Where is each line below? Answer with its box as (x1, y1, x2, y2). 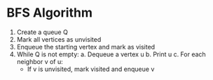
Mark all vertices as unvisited (16, 35, 102, 43)
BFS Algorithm (6, 5, 92, 21)
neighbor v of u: (16, 57, 64, 65)
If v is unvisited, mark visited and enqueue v (27, 65, 155, 73)
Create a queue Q (16, 28, 68, 36)
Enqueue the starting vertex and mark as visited (16, 42, 156, 51)
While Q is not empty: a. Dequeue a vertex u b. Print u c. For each (16, 50, 206, 58)
